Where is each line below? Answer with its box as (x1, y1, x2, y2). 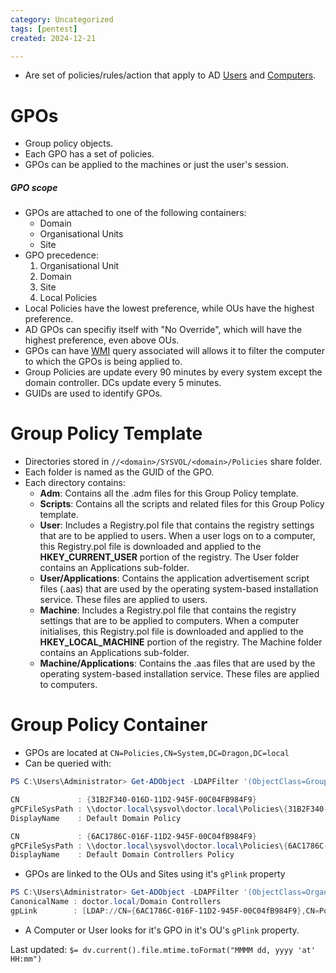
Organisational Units (39, 228, 124, 240)
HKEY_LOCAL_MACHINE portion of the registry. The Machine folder (39, 636, 323, 648)
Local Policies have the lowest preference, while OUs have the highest (24, 302, 315, 315)
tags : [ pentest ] (10, 24, 78, 34)
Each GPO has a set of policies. (24, 148, 155, 160)
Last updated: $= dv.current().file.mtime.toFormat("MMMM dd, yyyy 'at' (10, 943, 316, 955)
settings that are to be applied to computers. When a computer (39, 615, 300, 627)
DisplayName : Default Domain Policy (10, 813, 182, 823)
